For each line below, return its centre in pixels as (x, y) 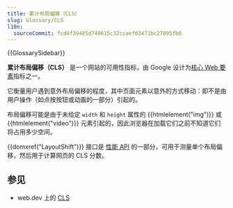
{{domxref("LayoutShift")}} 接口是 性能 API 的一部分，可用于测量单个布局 (112, 147)
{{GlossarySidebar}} (37, 53)
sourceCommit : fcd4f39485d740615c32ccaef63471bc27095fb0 (98, 33)
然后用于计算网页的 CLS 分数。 (63, 156)
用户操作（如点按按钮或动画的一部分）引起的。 (74, 100)
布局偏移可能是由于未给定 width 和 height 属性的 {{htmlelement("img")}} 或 (115, 114)
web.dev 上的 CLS (43, 198)
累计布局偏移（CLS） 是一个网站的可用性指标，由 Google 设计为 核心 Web (113, 68)
